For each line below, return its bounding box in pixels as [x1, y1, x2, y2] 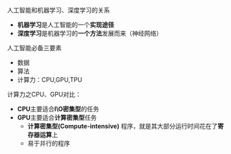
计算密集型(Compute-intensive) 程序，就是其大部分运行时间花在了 [27, 122, 218, 130]
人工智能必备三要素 [7, 44, 62, 52]
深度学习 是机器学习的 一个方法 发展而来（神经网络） [17, 30, 163, 37]
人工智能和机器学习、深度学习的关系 [7, 6, 110, 14]
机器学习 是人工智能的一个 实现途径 [17, 21, 114, 29]
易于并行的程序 [27, 140, 70, 147]
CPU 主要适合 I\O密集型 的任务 [17, 105, 100, 113]
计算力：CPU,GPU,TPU [17, 76, 83, 84]
